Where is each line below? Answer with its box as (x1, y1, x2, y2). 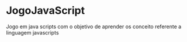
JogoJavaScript (6, 4, 85, 17)
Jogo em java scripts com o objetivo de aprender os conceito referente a (6, 23, 182, 30)
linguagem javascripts (6, 29, 60, 36)
